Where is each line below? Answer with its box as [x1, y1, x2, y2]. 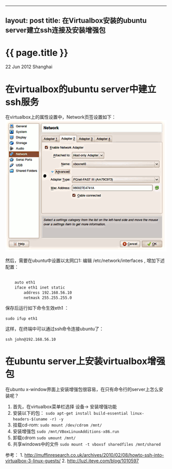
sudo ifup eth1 [5, 316, 38, 321]
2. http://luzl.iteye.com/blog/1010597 [61, 457, 139, 464]
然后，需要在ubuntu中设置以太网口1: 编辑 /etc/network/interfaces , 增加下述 [5, 257, 165, 263]
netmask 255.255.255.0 [24, 295, 72, 300]
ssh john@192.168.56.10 [5, 337, 56, 342]
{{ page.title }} [5, 47, 69, 58]
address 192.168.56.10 [24, 290, 72, 295]
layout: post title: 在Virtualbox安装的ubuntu [5, 16, 147, 25]
